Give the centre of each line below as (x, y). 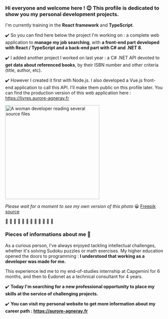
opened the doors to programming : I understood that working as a (75, 256)
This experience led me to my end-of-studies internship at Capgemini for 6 (83, 271)
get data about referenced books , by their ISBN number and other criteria (82, 65)
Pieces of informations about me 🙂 (48, 234)
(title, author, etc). (24, 70)
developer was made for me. (36, 261)
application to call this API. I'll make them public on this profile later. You (89, 88)
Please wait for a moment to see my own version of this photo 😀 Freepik (80, 206)
